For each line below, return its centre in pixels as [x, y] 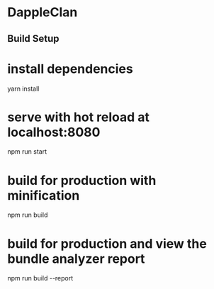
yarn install [23, 89]
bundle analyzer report [76, 259]
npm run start [27, 152]
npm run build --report [40, 278]
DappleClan [43, 12]
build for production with [82, 180]
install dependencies [70, 69]
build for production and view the [107, 243]
